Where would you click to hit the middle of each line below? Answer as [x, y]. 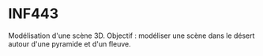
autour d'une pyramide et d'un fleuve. [70, 43]
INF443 [34, 14]
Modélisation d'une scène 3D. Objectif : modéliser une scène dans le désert [131, 35]
